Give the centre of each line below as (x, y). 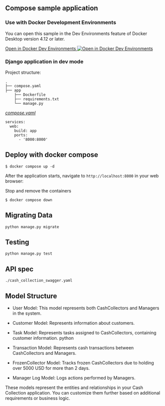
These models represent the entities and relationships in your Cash (74, 387)
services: (15, 122)
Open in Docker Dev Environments (41, 48)
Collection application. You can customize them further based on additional (83, 393)
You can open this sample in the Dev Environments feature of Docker (76, 33)
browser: (14, 181)
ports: (21, 135)
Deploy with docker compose (52, 155)
